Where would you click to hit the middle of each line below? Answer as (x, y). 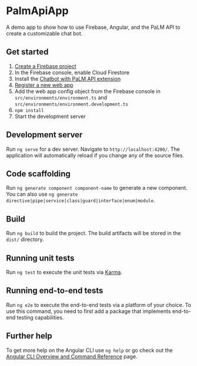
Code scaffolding (38, 174)
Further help (29, 336)
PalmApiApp (37, 11)
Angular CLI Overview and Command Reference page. (72, 356)
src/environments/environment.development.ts (71, 104)
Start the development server (50, 116)
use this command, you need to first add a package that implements (89, 311)
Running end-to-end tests (55, 291)
